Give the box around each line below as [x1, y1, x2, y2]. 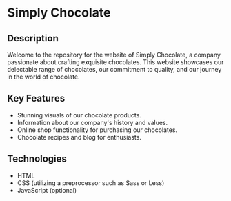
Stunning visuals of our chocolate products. [17, 111, 141, 119]
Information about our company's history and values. [17, 118, 168, 126]
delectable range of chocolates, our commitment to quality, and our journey [7, 66, 222, 73]
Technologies [7, 153, 68, 165]
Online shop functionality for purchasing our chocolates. [17, 126, 178, 134]
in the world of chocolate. [7, 73, 81, 81]
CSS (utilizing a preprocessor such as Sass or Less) [17, 178, 165, 187]
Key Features [7, 93, 66, 104]
